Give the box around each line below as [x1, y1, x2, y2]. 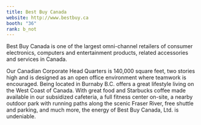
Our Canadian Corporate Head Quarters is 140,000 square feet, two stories [6, 68, 196, 75]
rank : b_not [6, 26, 37, 32]
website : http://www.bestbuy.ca [6, 15, 89, 21]
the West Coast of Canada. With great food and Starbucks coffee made [6, 87, 186, 95]
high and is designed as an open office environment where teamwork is [6, 74, 186, 81]
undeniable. [6, 113, 36, 120]
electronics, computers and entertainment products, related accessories [6, 49, 188, 57]
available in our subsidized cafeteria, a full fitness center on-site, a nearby [6, 93, 193, 101]
